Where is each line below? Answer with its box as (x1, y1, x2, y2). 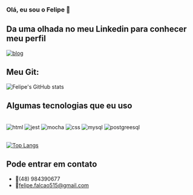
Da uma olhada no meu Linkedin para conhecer (6, 24, 187, 34)
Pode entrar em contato (6, 159, 97, 170)
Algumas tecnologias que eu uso (6, 100, 132, 110)
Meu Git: (6, 67, 39, 77)
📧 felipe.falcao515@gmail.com (15, 181, 90, 189)
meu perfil (6, 33, 47, 44)
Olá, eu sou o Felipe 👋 (6, 5, 71, 14)
